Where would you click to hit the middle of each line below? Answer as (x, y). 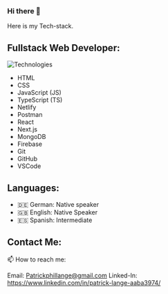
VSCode (29, 166)
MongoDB (31, 137)
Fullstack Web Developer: (64, 48)
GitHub (27, 159)
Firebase (30, 144)
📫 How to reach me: (37, 259)
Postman (30, 115)
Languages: (34, 188)
